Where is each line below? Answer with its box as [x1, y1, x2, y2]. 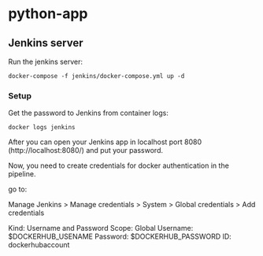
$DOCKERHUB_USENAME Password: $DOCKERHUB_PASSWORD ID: [8, 232, 232, 241]
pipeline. [8, 169, 36, 179]
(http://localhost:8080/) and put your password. [8, 146, 164, 155]
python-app [8, 5, 88, 23]
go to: [8, 184, 28, 194]
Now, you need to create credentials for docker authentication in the [8, 161, 230, 170]
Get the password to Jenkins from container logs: [8, 108, 169, 118]
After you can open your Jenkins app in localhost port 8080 [8, 137, 202, 147]
